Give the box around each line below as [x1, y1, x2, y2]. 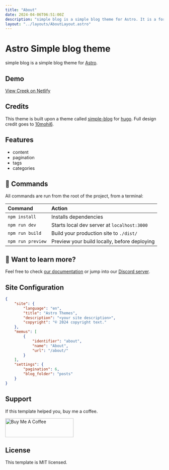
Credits [5, 102, 29, 111]
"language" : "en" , [23, 306, 62, 311]
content [12, 149, 29, 155]
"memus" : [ [14, 329, 37, 334]
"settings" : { [14, 362, 44, 367]
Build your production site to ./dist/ [51, 230, 137, 237]
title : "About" [5, 7, 37, 13]
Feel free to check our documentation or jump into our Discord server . [5, 268, 150, 275]
